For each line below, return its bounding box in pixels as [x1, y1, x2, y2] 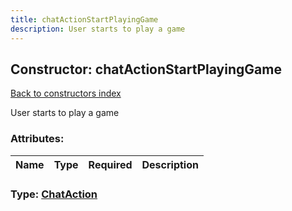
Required [88, 157, 133, 171]
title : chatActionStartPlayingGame [10, 14, 159, 25]
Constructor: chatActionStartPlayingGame [10, 61, 282, 78]
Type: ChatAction [10, 187, 98, 201]
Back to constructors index [10, 87, 122, 100]
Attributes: [10, 132, 65, 146]
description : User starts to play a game [10, 24, 186, 34]
